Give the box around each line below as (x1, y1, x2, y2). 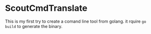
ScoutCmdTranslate (5, 3, 88, 14)
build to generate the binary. (5, 23, 63, 29)
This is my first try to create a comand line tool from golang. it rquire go (5, 18, 147, 24)
